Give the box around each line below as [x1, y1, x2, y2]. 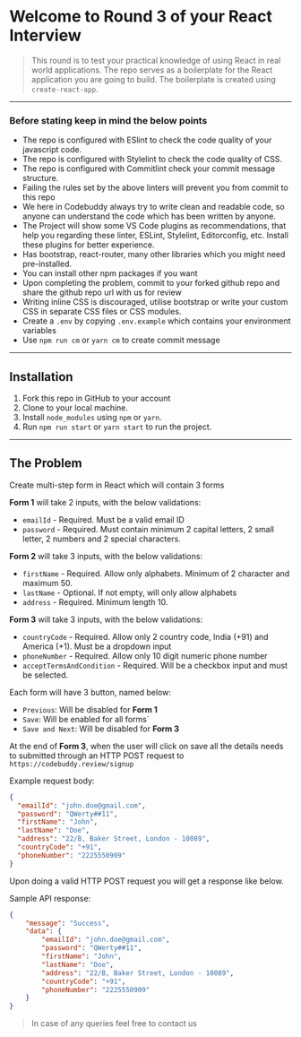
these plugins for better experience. [21, 239, 155, 250]
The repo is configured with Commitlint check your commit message [21, 163, 276, 174]
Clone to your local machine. [21, 402, 128, 413]
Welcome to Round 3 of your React [9, 6, 273, 27]
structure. [21, 173, 59, 184]
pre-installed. [21, 258, 73, 270]
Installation [9, 369, 73, 385]
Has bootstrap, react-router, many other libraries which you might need [21, 249, 286, 260]
